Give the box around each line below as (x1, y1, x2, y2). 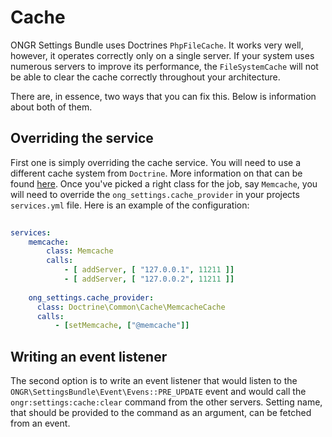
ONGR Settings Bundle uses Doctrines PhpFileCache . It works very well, (10, 39, 304, 51)
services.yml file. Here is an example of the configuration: (10, 199, 250, 211)
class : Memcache (46, 246, 114, 256)
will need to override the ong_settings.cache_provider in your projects (10, 188, 300, 200)
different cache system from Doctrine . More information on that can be (10, 167, 303, 179)
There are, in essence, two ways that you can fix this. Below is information (10, 90, 317, 102)
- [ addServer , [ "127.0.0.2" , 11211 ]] (63, 274, 235, 284)
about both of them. (10, 101, 93, 113)
